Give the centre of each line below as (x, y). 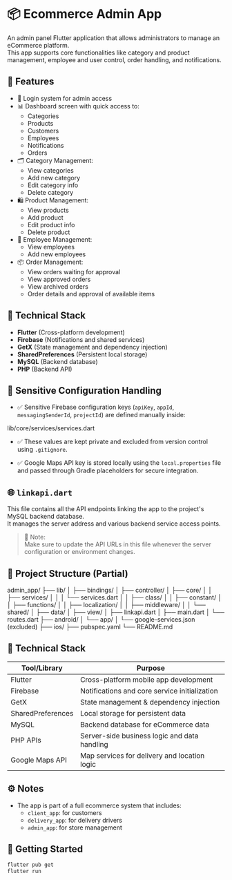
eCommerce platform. (38, 45)
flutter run (24, 872)
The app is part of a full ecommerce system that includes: (99, 805)
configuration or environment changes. (80, 552)
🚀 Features (31, 82)
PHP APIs (26, 740)
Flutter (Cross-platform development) (71, 332)
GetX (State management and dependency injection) (92, 347)
